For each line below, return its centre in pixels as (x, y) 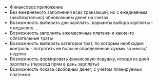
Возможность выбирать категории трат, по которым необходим (77, 43)
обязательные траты (31, 38)
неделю (18, 54)
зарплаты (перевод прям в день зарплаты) (54, 64)
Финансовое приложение (36, 7)
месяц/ (139, 49)
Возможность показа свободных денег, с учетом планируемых (76, 69)
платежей (20, 74)
